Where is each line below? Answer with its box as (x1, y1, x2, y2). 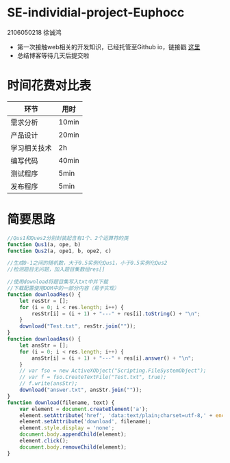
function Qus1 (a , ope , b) (7, 241, 81, 248)
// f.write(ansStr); (19, 380, 78, 387)
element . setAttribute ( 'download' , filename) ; (19, 419, 152, 425)
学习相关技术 (10, 143, 53, 153)
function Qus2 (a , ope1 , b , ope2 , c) (7, 248, 112, 254)
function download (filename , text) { (7, 399, 115, 406)
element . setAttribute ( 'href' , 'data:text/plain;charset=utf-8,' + (19, 412, 213, 419)
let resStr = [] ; (19, 297, 69, 304)
